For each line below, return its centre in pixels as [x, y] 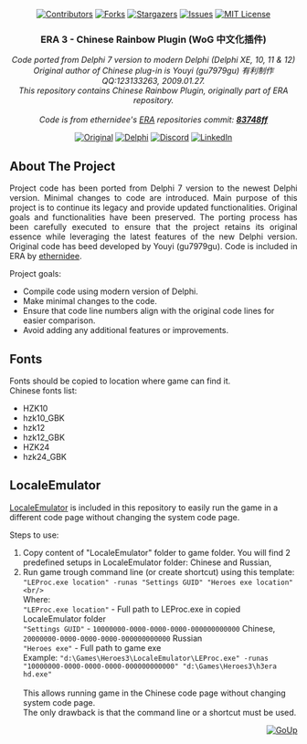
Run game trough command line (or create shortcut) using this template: [159, 571]
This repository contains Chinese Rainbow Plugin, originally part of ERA [153, 90]
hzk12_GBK [44, 437]
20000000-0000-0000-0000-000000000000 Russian [112, 638]
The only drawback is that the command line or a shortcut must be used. [159, 712]
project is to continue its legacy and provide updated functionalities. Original [153, 208]
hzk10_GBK [44, 418]
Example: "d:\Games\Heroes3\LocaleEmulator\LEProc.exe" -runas [146, 657]
